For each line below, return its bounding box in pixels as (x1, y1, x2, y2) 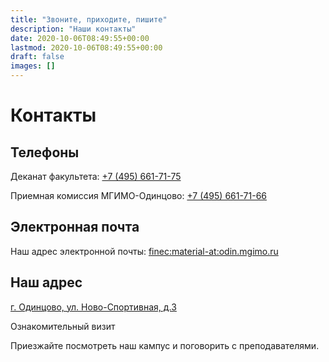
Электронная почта (10, 219, 140, 236)
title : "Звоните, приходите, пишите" (10, 14, 168, 25)
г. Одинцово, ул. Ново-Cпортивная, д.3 (10, 301, 177, 313)
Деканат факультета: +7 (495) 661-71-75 (10, 171, 182, 182)
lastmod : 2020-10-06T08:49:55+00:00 (10, 42, 163, 53)
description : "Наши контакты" (10, 24, 137, 34)
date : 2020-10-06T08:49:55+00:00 (10, 33, 150, 43)
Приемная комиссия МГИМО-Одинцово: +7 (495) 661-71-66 (10, 190, 267, 201)
